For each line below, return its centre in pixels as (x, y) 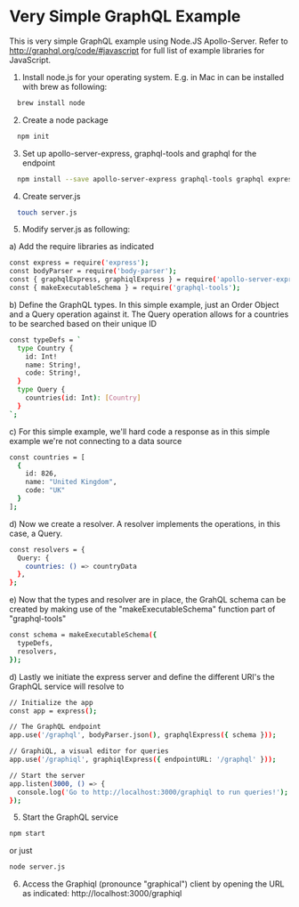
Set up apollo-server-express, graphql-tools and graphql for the (139, 153)
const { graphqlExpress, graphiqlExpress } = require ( (113, 279)
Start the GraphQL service (70, 817)
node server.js (37, 867)
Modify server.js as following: (76, 230)
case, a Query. (36, 533)
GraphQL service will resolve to (67, 686)
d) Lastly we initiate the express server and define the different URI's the (142, 676)
